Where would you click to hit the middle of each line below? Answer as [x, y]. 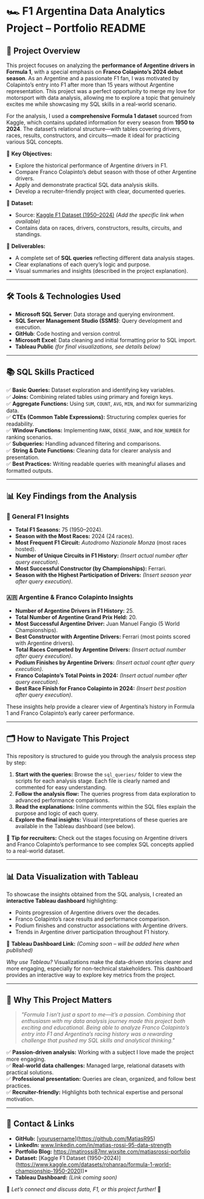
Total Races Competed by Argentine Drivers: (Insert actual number [100, 649]
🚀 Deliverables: [26, 246]
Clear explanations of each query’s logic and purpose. [83, 264]
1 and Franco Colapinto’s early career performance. [70, 713]
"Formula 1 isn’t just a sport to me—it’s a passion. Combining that [103, 1014]
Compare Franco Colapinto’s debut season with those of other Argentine [106, 172]
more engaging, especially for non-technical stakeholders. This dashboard [100, 969]
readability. [20, 424]
